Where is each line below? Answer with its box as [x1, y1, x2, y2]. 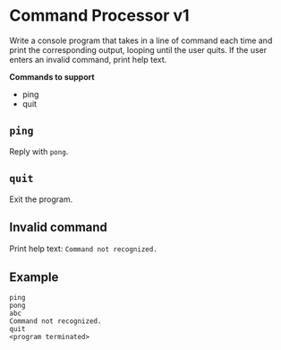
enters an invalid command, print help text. [9, 54, 167, 65]
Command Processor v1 [9, 5, 190, 26]
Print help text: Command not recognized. [9, 243, 158, 254]
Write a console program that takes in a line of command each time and [9, 35, 273, 46]
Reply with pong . [9, 145, 69, 157]
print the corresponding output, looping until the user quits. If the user [9, 44, 268, 55]
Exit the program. [9, 194, 73, 205]
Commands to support [9, 71, 96, 82]
